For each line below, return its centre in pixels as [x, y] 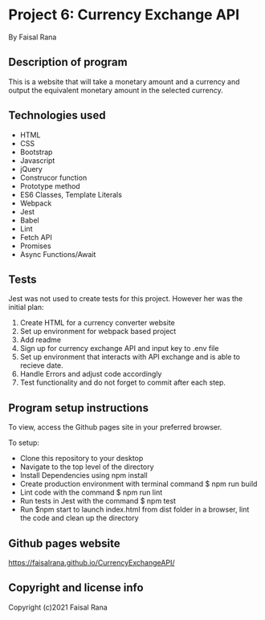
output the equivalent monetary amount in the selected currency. [116, 90]
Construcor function [53, 177]
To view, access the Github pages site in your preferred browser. [115, 427]
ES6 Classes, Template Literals [71, 194]
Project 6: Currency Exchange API [124, 15]
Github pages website [64, 543]
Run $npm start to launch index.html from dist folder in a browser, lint [135, 510]
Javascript [37, 160]
